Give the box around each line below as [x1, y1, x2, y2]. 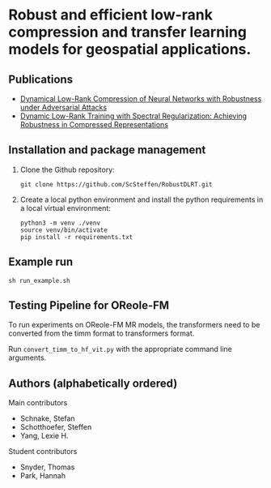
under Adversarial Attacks [19, 103, 108, 112]
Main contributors [8, 398, 68, 408]
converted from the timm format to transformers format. [8, 328, 195, 338]
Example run [8, 255, 74, 269]
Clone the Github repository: [19, 165, 115, 174]
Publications [8, 72, 74, 86]
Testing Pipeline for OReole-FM [8, 298, 170, 313]
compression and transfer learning [8, 23, 247, 41]
